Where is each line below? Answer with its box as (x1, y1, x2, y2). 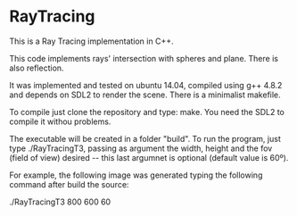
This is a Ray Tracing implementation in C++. (9, 36, 174, 46)
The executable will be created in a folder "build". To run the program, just (9, 133, 281, 144)
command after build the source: (9, 179, 129, 189)
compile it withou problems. (9, 116, 111, 127)
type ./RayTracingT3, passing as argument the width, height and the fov (9, 143, 273, 154)
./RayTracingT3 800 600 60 (9, 196, 111, 207)
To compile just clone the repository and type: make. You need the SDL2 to (9, 106, 285, 117)
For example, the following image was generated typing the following (9, 170, 263, 180)
